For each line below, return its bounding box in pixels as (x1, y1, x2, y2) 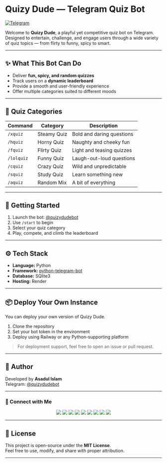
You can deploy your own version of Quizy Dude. (5, 314, 106, 319)
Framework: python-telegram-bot (12, 268, 83, 274)
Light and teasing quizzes (72, 147, 132, 154)
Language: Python (12, 263, 51, 269)
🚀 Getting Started (5, 201, 60, 209)
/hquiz (7, 139, 23, 145)
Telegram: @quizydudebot (5, 381, 60, 387)
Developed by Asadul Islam (5, 375, 62, 381)
